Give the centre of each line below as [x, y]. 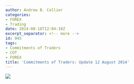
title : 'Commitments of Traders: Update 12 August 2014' [68, 62]
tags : [11, 43]
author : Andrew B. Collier [34, 10]
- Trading [16, 24]
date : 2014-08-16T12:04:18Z [35, 29]
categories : [18, 15]
